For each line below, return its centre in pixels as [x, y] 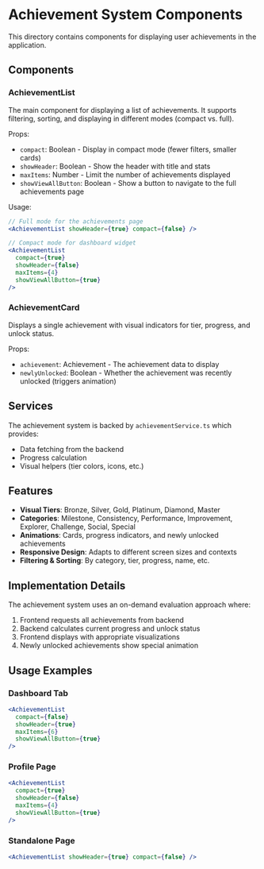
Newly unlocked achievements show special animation [109, 646]
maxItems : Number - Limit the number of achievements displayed [125, 174]
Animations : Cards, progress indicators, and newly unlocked [119, 535]
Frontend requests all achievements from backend [102, 620]
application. [27, 44]
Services [31, 406]
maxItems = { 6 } [37, 732]
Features [31, 491]
